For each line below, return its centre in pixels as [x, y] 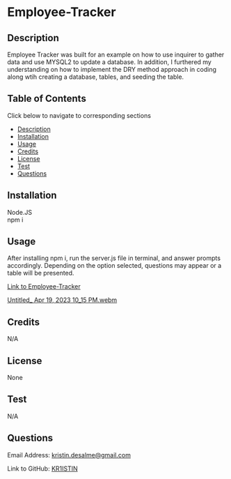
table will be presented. [41, 273]
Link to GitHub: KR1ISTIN [42, 469]
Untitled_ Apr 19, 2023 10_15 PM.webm [62, 300]
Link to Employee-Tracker [44, 287]
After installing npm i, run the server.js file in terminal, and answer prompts [114, 258]
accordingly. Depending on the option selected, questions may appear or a [114, 266]
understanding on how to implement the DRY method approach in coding [112, 69]
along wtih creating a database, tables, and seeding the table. [96, 77]
